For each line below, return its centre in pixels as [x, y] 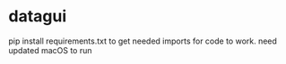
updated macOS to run [50, 50]
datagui [38, 16]
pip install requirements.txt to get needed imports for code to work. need [143, 41]
